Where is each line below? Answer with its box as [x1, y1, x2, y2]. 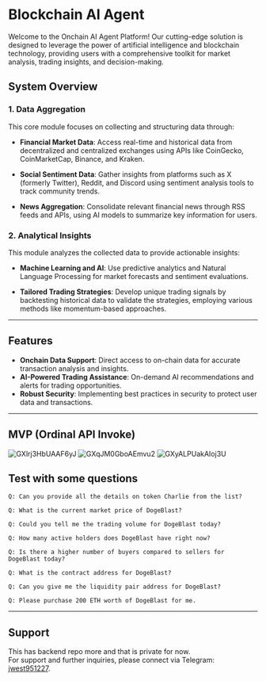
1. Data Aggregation [8, 104, 85, 115]
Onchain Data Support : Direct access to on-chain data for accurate [19, 355, 241, 365]
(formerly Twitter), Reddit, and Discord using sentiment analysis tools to [19, 178, 254, 187]
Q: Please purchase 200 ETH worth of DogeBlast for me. [8, 597, 196, 605]
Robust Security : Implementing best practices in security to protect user [19, 388, 257, 398]
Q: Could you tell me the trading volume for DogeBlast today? [8, 521, 222, 529]
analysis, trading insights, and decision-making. [8, 57, 164, 67]
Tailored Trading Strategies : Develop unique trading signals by [19, 287, 226, 297]
